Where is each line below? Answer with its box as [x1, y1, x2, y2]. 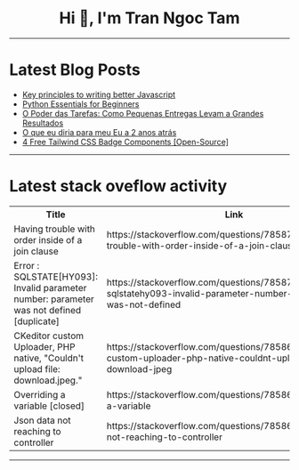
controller [13, 436, 54, 449]
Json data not [13, 414, 71, 426]
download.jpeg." [13, 374, 83, 386]
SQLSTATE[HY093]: [13, 271, 98, 283]
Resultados [21, 117, 64, 128]
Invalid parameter [13, 281, 87, 294]
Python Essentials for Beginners [21, 98, 140, 109]
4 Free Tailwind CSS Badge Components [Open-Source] [21, 136, 230, 147]
